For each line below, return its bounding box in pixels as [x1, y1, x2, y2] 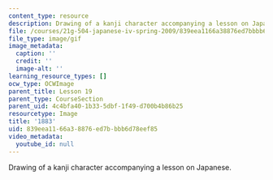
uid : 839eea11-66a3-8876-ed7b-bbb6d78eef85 [8, 125, 158, 133]
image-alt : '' [15, 65, 63, 73]
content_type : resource [8, 11, 89, 20]
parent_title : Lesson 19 [8, 87, 93, 96]
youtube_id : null [15, 139, 75, 148]
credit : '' [15, 58, 53, 66]
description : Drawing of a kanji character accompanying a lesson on [8, 19, 249, 28]
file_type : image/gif [8, 34, 82, 43]
